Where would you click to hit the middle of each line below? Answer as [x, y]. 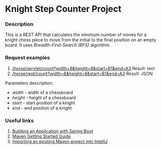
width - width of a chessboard [42, 92]
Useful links [20, 120]
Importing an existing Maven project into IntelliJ [60, 142]
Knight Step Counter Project [63, 9]
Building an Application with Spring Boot [53, 131]
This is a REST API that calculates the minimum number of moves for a [76, 35]
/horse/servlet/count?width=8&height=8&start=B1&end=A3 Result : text [83, 68]
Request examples [28, 58]
